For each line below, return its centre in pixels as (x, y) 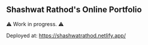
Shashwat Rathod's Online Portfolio (74, 10)
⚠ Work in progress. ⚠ (35, 24)
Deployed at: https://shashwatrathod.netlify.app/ (66, 36)
